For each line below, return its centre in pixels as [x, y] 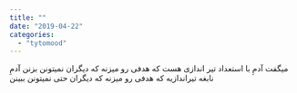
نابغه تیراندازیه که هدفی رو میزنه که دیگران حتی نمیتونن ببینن [112, 79]
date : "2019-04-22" [46, 26]
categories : [32, 34]
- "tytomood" [42, 43]
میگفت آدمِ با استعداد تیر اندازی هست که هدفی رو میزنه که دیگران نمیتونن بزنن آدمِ [149, 69]
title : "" [28, 18]
